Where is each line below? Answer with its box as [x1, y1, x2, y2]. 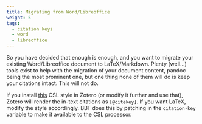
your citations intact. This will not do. [6, 80, 99, 87]
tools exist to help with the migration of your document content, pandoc [6, 67, 186, 74]
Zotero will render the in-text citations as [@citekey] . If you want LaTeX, [6, 98, 186, 105]
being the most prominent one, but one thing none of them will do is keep [6, 74, 190, 80]
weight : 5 [6, 15, 32, 21]
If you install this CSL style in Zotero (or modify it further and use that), [6, 92, 184, 98]
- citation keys [12, 26, 53, 32]
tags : [6, 20, 20, 26]
